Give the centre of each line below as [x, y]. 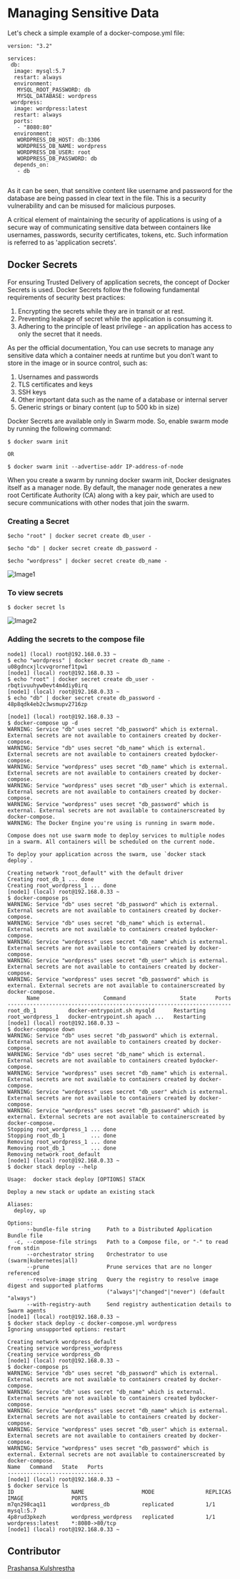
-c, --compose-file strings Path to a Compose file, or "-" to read [121, 1242]
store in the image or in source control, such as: [77, 363]
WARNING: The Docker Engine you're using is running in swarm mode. [111, 823]
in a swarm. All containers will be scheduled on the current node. [111, 842]
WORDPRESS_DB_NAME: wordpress [62, 146]
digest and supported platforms [55, 1285]
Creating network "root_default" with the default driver [95, 873]
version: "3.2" [30, 46]
